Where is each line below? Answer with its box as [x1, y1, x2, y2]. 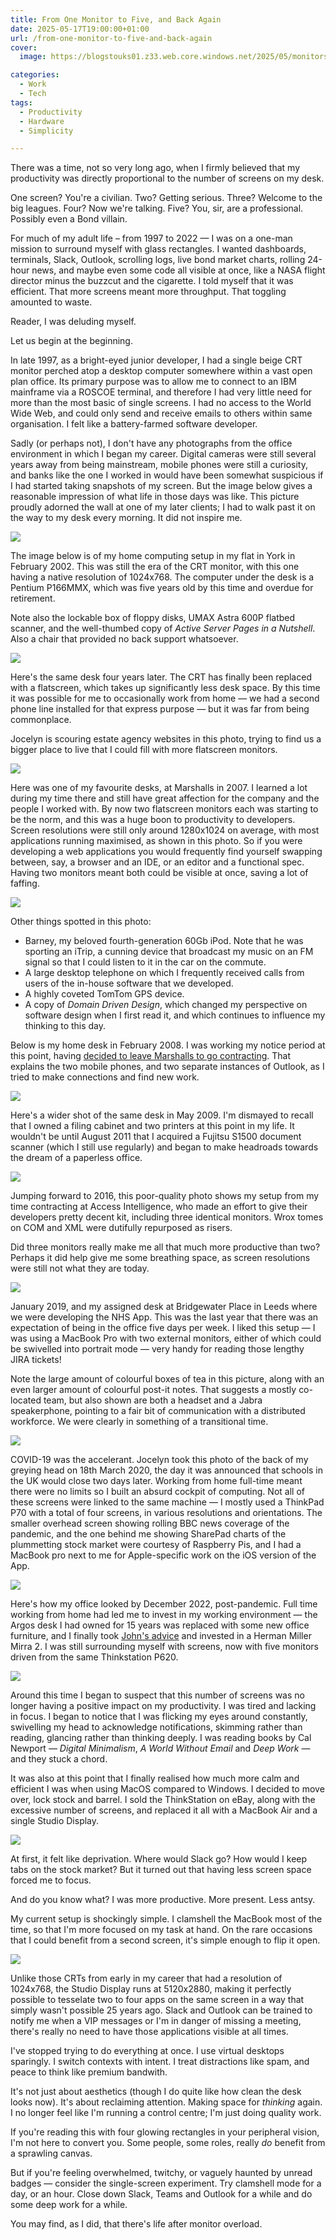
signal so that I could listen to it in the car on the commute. [24, 956, 267, 968]
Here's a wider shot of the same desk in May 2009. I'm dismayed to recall [10, 1109, 314, 1121]
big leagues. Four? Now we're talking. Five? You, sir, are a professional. [10, 202, 304, 215]
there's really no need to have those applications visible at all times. [10, 2026, 289, 2038]
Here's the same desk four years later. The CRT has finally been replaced [10, 671, 312, 683]
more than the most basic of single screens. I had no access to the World [10, 397, 312, 409]
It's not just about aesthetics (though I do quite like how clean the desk [10, 2086, 302, 2098]
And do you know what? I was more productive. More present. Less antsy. [10, 1894, 316, 1906]
